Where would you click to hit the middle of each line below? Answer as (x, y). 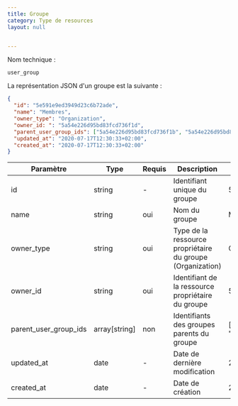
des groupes (194, 325)
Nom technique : (32, 60)
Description (197, 169)
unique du (190, 190)
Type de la (191, 231)
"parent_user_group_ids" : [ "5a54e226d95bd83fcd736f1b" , (98, 132)
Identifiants (192, 316)
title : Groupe (28, 14)
